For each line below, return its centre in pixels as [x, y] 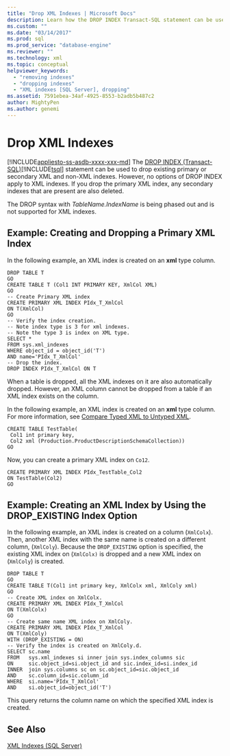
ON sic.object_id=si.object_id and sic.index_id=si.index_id [102, 664]
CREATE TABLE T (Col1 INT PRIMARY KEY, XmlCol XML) [82, 285]
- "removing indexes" [44, 77]
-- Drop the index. [35, 363]
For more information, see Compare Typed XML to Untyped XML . [99, 416]
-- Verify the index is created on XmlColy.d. [75, 646]
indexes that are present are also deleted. [66, 191]
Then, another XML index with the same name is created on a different [106, 540]
